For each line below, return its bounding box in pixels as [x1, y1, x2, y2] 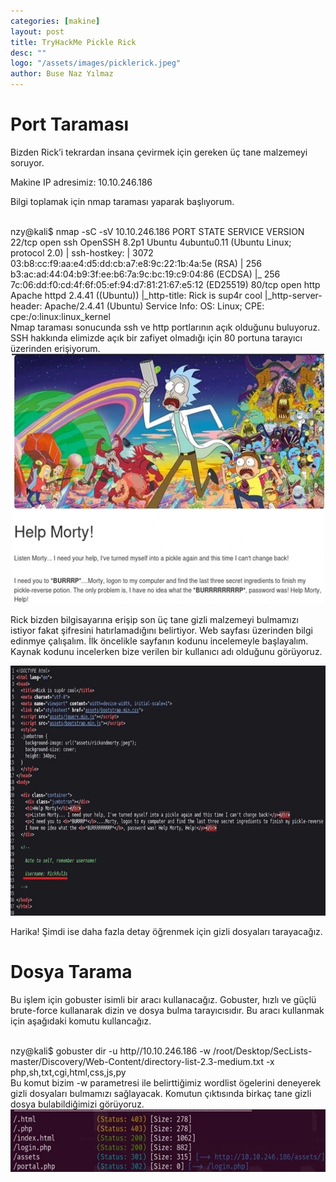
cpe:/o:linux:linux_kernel [10, 310, 111, 322]
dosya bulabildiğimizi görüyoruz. [10, 1098, 145, 1110]
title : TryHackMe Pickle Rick [10, 37, 137, 47]
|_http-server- [264, 289, 323, 301]
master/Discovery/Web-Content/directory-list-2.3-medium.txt [10, 1055, 264, 1067]
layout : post [10, 26, 65, 37]
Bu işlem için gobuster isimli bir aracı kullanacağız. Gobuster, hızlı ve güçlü [10, 993, 317, 1005]
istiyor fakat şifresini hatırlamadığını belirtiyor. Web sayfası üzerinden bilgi [10, 624, 313, 636]
